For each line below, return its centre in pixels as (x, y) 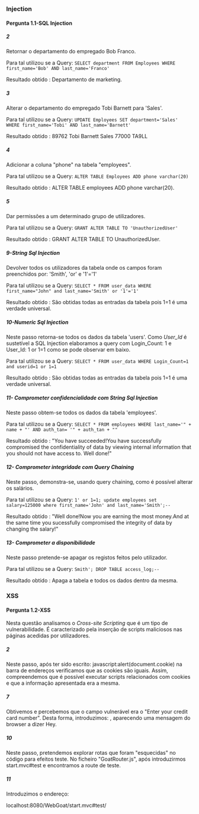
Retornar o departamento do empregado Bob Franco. (71, 52)
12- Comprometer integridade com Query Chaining (70, 467)
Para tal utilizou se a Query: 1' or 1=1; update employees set (81, 500)
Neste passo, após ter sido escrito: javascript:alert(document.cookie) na (94, 664)
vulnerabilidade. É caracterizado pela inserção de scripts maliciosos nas (94, 630)
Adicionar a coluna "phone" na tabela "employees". (69, 165)
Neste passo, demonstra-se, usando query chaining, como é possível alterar (99, 482)
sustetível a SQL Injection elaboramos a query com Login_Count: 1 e (89, 343)
